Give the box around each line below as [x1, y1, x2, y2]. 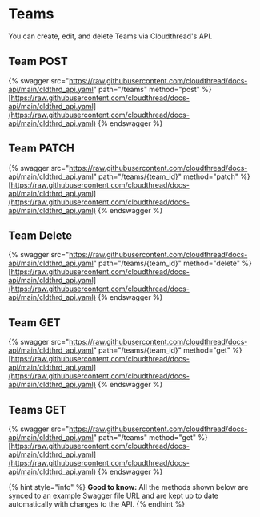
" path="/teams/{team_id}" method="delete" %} [93, 258, 252, 269]
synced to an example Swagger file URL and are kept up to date [8, 491, 218, 500]
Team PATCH [8, 142, 74, 156]
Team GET [8, 316, 61, 329]
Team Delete [8, 228, 73, 242]
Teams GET [8, 402, 66, 417]
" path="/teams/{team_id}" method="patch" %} [93, 172, 250, 181]
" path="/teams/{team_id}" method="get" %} [93, 345, 242, 355]
